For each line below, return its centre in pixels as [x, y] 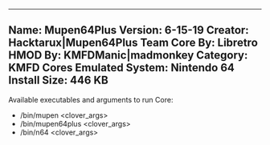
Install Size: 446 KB [58, 81]
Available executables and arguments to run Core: [91, 99]
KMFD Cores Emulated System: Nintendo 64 [121, 68]
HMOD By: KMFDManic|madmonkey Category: [128, 56]
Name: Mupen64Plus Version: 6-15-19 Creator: [129, 30]
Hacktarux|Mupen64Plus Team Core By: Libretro [133, 43]
